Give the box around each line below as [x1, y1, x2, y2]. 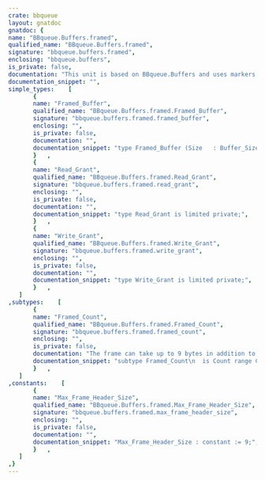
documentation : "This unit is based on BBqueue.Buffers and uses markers [8, 70, 256, 78]
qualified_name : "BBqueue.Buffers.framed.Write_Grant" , [32, 240, 221, 248]
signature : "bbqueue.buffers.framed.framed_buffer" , [32, 115, 211, 123]
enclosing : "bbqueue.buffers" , [8, 56, 111, 64]
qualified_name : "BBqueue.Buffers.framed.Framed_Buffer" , [32, 108, 227, 115]
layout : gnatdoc [8, 19, 62, 27]
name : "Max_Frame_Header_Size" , [32, 394, 140, 402]
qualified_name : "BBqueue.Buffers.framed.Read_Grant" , [32, 173, 217, 182]
